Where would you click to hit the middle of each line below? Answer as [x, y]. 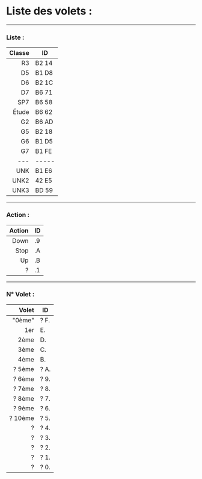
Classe [19, 53]
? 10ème [22, 418]
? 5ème [23, 369]
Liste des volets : [49, 11]
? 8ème [23, 398]
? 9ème [23, 408]
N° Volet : [20, 295]
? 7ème [23, 389]
